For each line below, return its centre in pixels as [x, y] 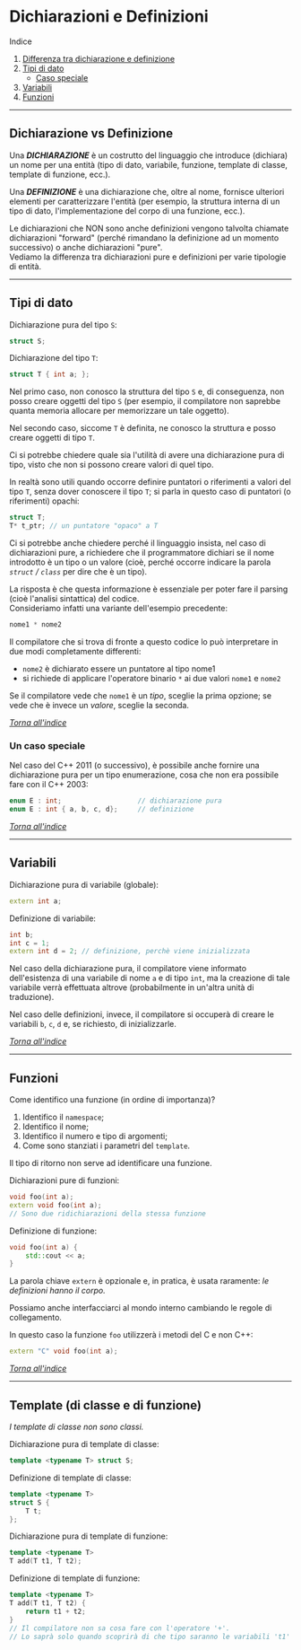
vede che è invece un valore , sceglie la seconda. [99, 705]
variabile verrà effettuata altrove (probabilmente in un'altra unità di [132, 987]
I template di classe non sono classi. [77, 1427]
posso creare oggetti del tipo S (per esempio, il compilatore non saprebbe [145, 401]
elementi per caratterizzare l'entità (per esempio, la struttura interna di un [145, 201]
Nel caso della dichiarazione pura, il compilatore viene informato [128, 969]
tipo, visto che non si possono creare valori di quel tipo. [112, 465]
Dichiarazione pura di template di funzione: [89, 1536]
